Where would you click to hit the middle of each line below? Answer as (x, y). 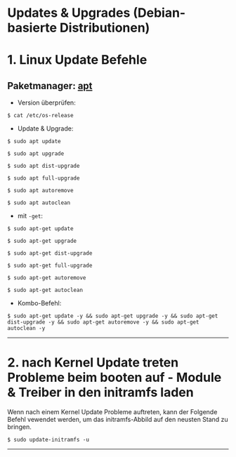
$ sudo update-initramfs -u (48, 440)
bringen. (19, 427)
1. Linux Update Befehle (77, 60)
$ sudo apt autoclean (39, 203)
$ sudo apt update (34, 142)
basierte (32, 28)
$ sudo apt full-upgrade (44, 178)
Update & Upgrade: (45, 128)
